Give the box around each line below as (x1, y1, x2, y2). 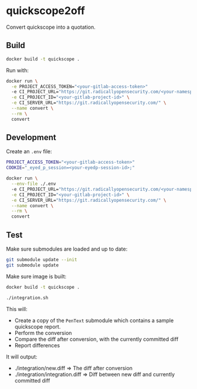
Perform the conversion (14, 329, 72, 336)
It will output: (6, 353, 38, 360)
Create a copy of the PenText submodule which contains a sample (14, 317, 174, 324)
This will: (6, 305, 28, 312)
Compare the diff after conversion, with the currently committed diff (14, 336, 179, 343)
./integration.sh (6, 295, 49, 300)
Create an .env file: (6, 148, 52, 155)
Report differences (14, 341, 60, 349)
